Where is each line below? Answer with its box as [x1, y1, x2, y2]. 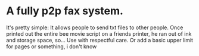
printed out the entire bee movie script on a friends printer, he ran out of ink [6, 30, 192, 37]
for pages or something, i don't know [6, 43, 97, 50]
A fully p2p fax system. [6, 4, 124, 18]
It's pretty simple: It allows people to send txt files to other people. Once [6, 24, 184, 31]
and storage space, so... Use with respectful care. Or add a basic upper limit [6, 36, 194, 43]
